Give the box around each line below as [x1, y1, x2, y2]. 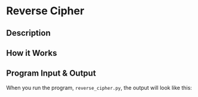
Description [6, 28, 51, 38]
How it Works [6, 48, 57, 58]
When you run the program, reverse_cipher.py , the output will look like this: [6, 84, 192, 91]
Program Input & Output [6, 68, 97, 79]
